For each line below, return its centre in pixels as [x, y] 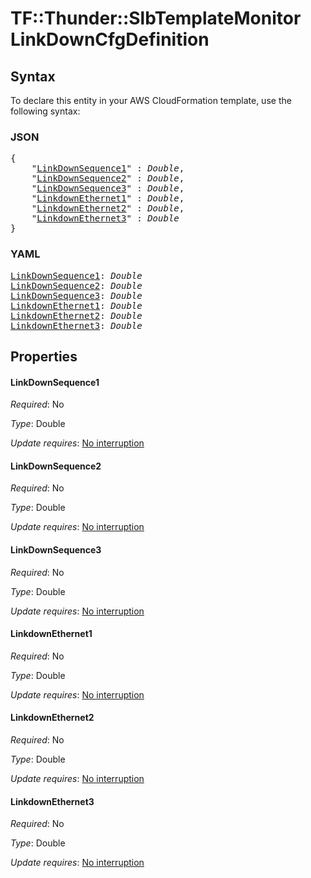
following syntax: [45, 111]
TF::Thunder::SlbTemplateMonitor [156, 18]
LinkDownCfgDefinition [110, 39]
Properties [44, 356]
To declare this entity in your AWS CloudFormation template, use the [151, 100]
